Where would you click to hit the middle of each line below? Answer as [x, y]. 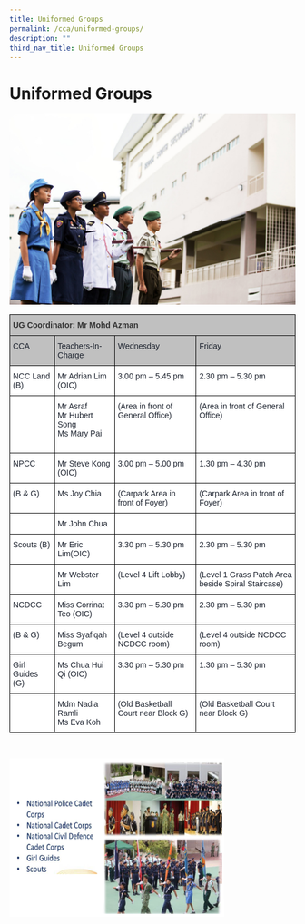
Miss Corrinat [81, 605]
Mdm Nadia [78, 704]
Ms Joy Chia [79, 493]
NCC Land [32, 376]
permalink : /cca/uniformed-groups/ [77, 29]
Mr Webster [78, 575]
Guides [26, 673]
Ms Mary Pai [80, 433]
